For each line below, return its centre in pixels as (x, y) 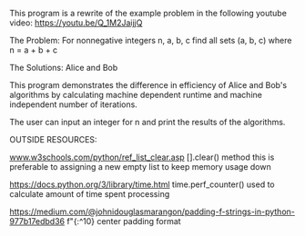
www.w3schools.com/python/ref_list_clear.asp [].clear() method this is (142, 157)
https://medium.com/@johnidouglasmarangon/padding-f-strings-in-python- (152, 211)
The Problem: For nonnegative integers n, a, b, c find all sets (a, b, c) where (151, 40)
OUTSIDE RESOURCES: (53, 139)
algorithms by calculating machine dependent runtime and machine (136, 95)
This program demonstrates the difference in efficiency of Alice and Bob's (148, 85)
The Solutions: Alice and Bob (64, 68)
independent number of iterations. (74, 104)
